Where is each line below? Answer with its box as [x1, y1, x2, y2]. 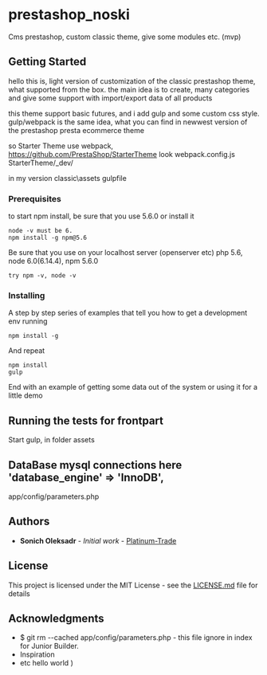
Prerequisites [8, 193, 61, 204]
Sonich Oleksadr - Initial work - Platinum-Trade [19, 536, 177, 545]
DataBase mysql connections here [8, 458, 183, 472]
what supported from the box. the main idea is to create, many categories [8, 84, 249, 94]
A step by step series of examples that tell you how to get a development [8, 308, 248, 318]
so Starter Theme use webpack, [8, 141, 114, 151]
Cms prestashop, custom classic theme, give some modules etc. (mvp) [8, 32, 241, 41]
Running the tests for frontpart [8, 414, 163, 427]
